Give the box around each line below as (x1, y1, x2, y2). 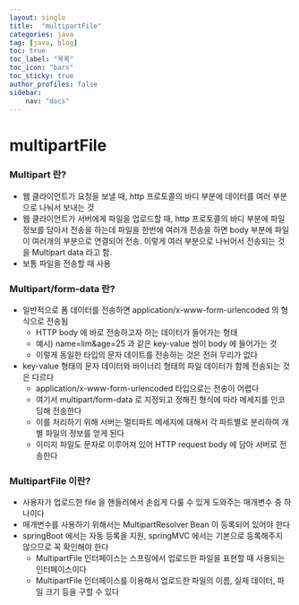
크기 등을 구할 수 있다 (45, 586, 120, 597)
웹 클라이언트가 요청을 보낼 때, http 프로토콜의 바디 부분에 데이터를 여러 (21, 190, 271, 202)
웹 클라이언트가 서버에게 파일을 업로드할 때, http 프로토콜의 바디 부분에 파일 (21, 212, 286, 224)
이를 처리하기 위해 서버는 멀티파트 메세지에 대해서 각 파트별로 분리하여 (35, 417, 280, 428)
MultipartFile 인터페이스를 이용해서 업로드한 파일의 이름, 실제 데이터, (35, 575, 276, 586)
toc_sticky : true (9, 72, 74, 81)
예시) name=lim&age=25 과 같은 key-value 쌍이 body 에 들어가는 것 (35, 338, 278, 350)
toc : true (9, 47, 47, 56)
